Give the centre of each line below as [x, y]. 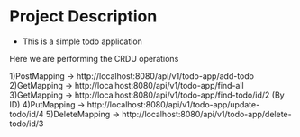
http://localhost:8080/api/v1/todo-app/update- [173, 104]
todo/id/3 [27, 124]
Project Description [83, 17]
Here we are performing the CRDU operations [94, 58]
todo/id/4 [27, 114]
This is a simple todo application [82, 41]
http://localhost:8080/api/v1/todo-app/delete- [206, 114]
